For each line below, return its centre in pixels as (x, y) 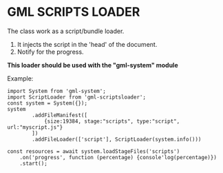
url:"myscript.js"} (35, 127)
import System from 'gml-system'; (57, 91)
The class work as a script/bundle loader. (66, 31)
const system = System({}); (47, 103)
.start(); (34, 163)
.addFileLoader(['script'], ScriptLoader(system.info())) (117, 139)
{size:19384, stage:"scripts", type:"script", (112, 121)
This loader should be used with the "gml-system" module (93, 65)
